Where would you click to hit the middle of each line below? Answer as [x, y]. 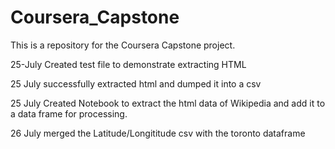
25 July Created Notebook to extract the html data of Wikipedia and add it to [168, 103]
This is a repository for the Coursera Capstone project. [123, 45]
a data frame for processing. [69, 113]
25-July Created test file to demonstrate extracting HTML [128, 64]
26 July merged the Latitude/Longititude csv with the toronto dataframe [158, 133]
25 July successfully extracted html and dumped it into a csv [136, 83]
